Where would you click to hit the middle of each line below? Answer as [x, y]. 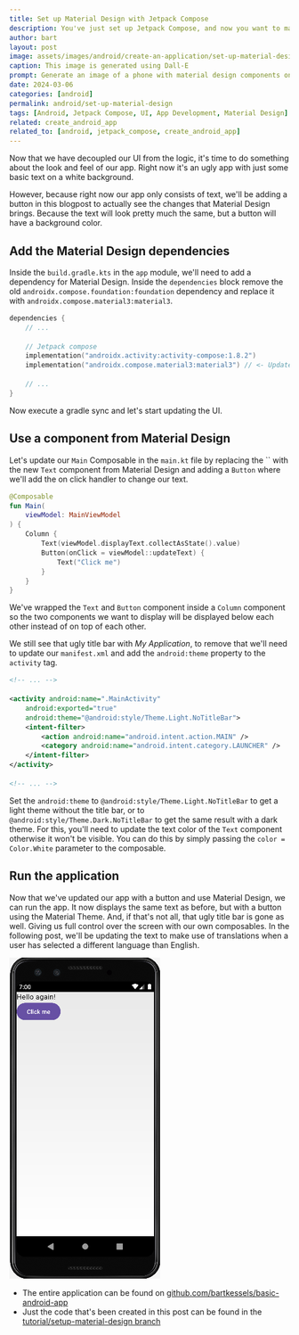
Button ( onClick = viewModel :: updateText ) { [123, 553]
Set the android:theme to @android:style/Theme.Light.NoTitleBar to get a [144, 800]
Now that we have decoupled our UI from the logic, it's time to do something [149, 158]
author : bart [33, 37]
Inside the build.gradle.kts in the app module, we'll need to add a [130, 272]
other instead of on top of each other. [78, 626]
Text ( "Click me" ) [89, 562]
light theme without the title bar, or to [77, 810]
